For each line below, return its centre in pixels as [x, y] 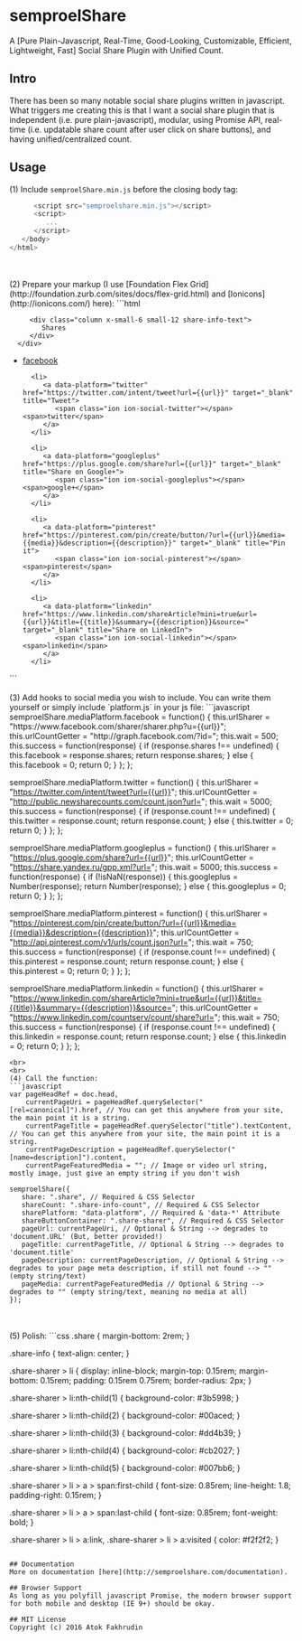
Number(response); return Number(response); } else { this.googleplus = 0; [148, 886]
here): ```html [117, 303]
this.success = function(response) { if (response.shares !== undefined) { [144, 745]
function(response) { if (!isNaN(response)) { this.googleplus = [124, 877]
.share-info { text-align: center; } [69, 1353]
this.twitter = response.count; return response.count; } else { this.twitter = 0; [151, 820]
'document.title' [42, 1252]
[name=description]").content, [68, 1158]
